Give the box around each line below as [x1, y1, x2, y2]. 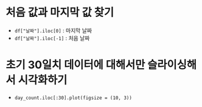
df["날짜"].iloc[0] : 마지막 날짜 [14, 27, 92, 34]
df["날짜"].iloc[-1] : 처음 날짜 [14, 34, 90, 41]
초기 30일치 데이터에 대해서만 [5, 58, 145, 72]
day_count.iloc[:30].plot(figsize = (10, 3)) [14, 95, 132, 101]
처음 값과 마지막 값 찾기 [5, 5, 114, 19]
